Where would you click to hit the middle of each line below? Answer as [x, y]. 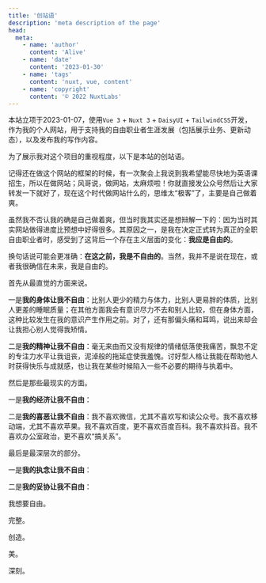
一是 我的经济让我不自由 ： [50, 399]
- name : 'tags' [47, 74]
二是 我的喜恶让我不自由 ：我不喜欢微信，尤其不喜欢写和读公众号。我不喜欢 [129, 417]
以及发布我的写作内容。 [63, 140]
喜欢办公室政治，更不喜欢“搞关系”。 [67, 437]
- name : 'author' [51, 45]
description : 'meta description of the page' [84, 23]
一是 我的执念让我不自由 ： [50, 470]
